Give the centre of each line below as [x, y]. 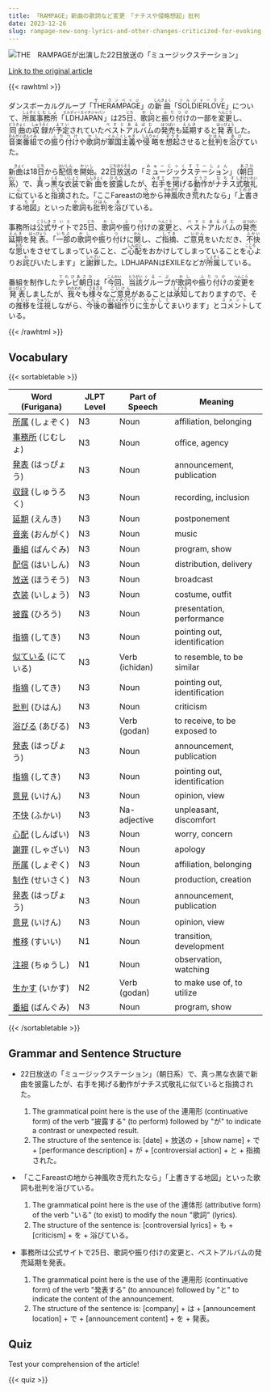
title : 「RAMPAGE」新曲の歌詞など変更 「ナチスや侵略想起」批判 [104, 16]
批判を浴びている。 [66, 1187]
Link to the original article [50, 71]
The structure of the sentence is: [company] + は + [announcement [144, 1308]
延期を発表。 [48, 1262]
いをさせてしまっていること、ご [75, 251]
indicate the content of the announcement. [103, 1299]
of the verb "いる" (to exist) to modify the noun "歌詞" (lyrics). [135, 1215]
